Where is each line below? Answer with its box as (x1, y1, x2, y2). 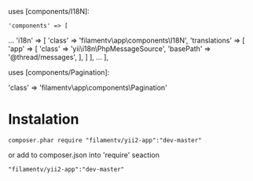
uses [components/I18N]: (8, 7, 90, 16)
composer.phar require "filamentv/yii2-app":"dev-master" (8, 136, 202, 144)
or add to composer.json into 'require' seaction (8, 150, 159, 160)
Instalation (8, 110, 79, 128)
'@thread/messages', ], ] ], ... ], (8, 53, 108, 61)
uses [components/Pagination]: (8, 68, 110, 77)
